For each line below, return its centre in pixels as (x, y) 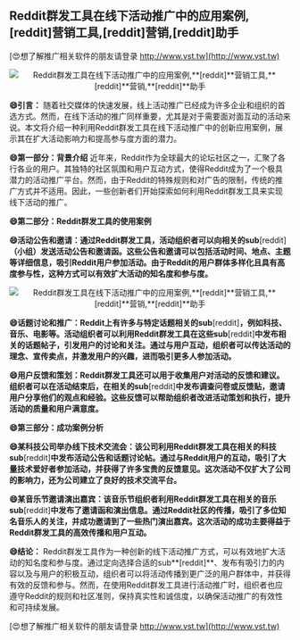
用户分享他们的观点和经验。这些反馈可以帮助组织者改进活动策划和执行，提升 (150, 397)
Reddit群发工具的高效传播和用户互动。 (80, 532)
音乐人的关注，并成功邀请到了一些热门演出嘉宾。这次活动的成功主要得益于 (154, 521)
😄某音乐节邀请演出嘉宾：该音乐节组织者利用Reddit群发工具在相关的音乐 (143, 499)
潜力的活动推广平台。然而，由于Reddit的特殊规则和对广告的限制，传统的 (142, 179)
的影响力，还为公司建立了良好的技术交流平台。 (95, 479)
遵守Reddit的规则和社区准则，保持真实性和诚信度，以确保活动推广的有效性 (146, 595)
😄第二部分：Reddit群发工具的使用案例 (80, 220)
